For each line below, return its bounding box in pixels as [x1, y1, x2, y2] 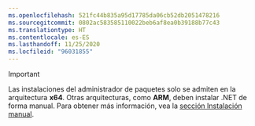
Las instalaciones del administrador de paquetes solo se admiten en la [8, 85, 236, 94]
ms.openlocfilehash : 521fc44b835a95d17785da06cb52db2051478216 [8, 11, 220, 20]
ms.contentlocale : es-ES [8, 33, 90, 41]
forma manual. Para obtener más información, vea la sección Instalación [8, 101, 242, 110]
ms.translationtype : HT [8, 26, 87, 34]
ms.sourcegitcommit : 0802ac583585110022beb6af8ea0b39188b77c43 [8, 19, 220, 27]
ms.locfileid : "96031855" [8, 48, 93, 56]
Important [8, 70, 40, 78]
